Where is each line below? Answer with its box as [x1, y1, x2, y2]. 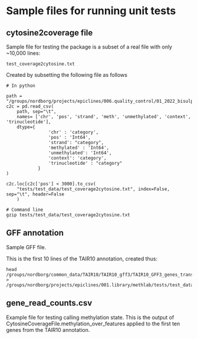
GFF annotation [6, 228, 64, 238]
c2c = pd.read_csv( [6, 103, 54, 109]
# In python [6, 83, 35, 89]
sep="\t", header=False [6, 191, 65, 197]
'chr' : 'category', [48, 129, 99, 135]
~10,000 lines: [6, 50, 41, 57]
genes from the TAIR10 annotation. [6, 326, 90, 333]
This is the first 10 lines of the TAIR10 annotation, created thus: [6, 255, 158, 262]
